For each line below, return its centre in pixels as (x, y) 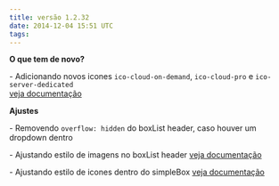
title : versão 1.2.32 (49, 17)
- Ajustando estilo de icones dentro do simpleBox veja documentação (137, 172)
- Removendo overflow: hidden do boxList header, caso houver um (133, 128)
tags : (19, 34)
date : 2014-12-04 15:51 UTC (62, 26)
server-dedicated (41, 85)
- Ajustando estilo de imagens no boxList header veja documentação (135, 155)
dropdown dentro (41, 138)
